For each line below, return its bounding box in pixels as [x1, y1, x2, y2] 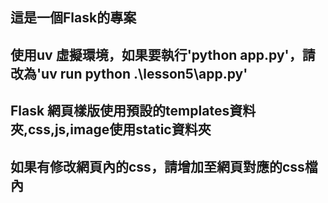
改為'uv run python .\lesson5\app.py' [10, 65, 248, 82]
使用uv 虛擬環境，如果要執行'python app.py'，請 [10, 46, 316, 63]
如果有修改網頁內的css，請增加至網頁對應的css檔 [10, 158, 318, 175]
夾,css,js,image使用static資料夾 [10, 121, 212, 138]
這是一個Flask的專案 [10, 9, 137, 27]
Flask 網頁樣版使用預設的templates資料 [10, 103, 257, 120]
